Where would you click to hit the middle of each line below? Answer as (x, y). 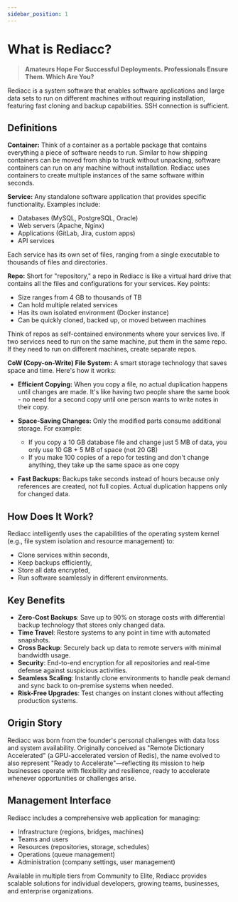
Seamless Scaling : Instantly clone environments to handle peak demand (124, 678)
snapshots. (34, 640)
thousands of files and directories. (58, 262)
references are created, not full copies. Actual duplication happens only (122, 486)
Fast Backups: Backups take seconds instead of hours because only (118, 479)
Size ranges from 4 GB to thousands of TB (80, 297)
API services (36, 241)
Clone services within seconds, (64, 555)
